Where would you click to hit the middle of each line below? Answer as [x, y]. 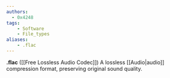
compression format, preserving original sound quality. [74, 68]
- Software [31, 28]
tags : [13, 23]
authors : [17, 12]
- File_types [33, 34]
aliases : [17, 40]
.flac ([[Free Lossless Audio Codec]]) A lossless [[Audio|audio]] [85, 62]
